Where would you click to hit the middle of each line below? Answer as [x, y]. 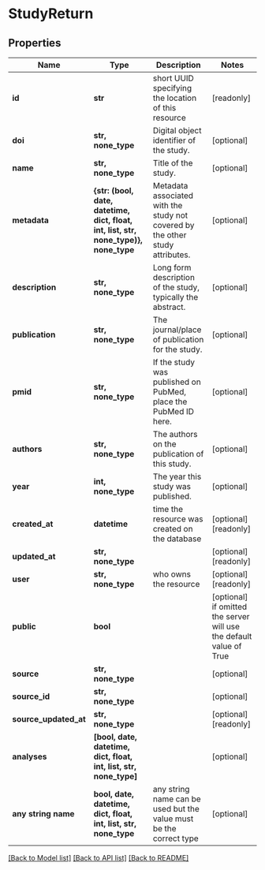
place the [170, 401]
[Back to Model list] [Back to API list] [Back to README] [99, 858]
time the [168, 509]
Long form [172, 267]
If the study [174, 362]
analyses [30, 756]
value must [173, 819]
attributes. [172, 255]
